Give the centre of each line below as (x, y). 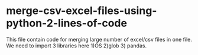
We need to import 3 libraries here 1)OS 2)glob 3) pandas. (76, 46)
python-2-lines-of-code (66, 23)
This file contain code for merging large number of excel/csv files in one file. (99, 39)
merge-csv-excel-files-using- (82, 11)
